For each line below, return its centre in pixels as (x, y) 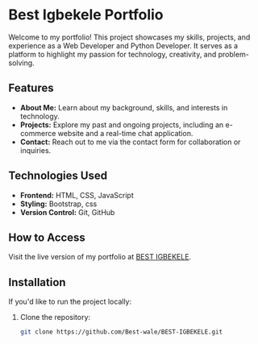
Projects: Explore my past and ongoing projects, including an (122, 124)
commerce (38, 133)
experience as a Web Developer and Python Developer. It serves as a (123, 45)
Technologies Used (58, 176)
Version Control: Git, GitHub (67, 212)
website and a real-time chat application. (125, 133)
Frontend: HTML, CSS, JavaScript (77, 195)
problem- (234, 54)
